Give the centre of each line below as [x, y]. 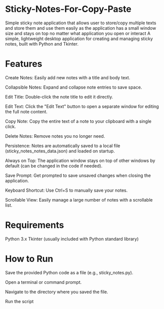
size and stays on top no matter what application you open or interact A [78, 33]
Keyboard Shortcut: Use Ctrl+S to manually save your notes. [66, 190]
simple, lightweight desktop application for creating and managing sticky [79, 39]
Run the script [19, 301]
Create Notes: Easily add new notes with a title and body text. [68, 77]
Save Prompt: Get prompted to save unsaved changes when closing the [78, 175]
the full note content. [26, 111]
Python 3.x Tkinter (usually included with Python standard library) [72, 239]
